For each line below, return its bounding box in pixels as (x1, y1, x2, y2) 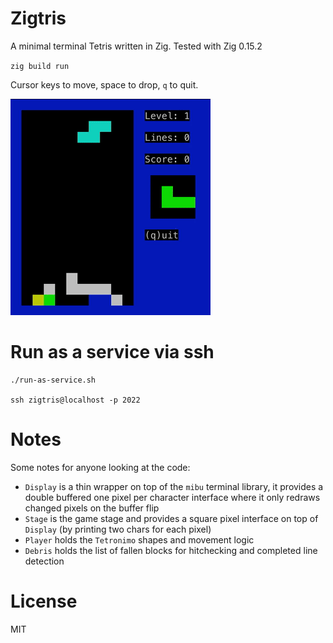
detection (24, 555, 65, 567)
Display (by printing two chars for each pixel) (24, 523, 212, 535)
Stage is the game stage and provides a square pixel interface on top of (24, 512, 319, 524)
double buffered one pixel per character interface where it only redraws (24, 491, 321, 503)
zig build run (10, 61, 70, 71)
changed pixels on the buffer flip (24, 502, 160, 514)
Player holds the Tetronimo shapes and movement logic (24, 533, 255, 546)
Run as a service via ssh (10, 341, 215, 364)
